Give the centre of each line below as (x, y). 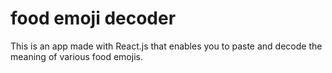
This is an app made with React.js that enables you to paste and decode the (166, 46)
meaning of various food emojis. (76, 56)
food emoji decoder (93, 18)
